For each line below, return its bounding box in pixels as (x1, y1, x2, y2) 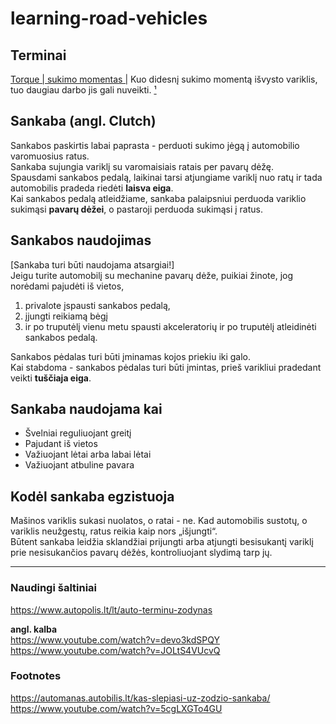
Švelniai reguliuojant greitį (24, 427, 132, 439)
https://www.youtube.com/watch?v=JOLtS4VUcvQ (10, 644, 221, 656)
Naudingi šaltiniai (10, 581, 98, 595)
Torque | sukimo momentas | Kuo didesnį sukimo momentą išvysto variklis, (10, 73, 318, 85)
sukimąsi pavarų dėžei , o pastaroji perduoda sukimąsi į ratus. (10, 203, 263, 215)
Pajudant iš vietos (24, 438, 98, 450)
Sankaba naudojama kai (10, 401, 163, 418)
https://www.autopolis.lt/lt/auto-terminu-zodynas (10, 603, 213, 616)
